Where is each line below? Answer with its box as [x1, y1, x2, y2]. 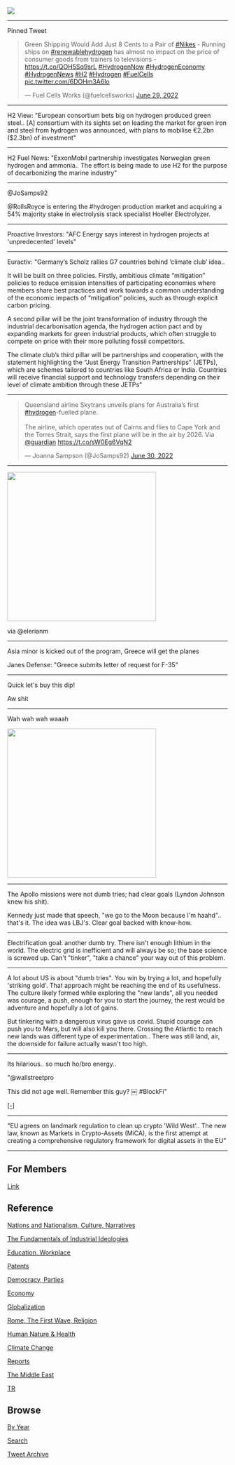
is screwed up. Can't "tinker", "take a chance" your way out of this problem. [7, 954, 225, 962]
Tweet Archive [7, 1450, 49, 1459]
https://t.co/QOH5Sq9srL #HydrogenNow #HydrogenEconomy [24, 62, 205, 71]
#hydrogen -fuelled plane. [24, 408, 99, 416]
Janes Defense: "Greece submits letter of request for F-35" [7, 661, 178, 669]
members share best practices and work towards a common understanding [7, 286, 225, 294]
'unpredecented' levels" [7, 238, 77, 246]
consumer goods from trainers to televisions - [24, 55, 157, 63]
